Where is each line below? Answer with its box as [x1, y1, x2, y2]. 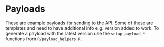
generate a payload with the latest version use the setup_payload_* [5, 30, 146, 36]
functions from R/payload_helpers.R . [5, 36, 82, 42]
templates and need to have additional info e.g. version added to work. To [5, 25, 159, 31]
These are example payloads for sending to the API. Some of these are [5, 20, 153, 26]
